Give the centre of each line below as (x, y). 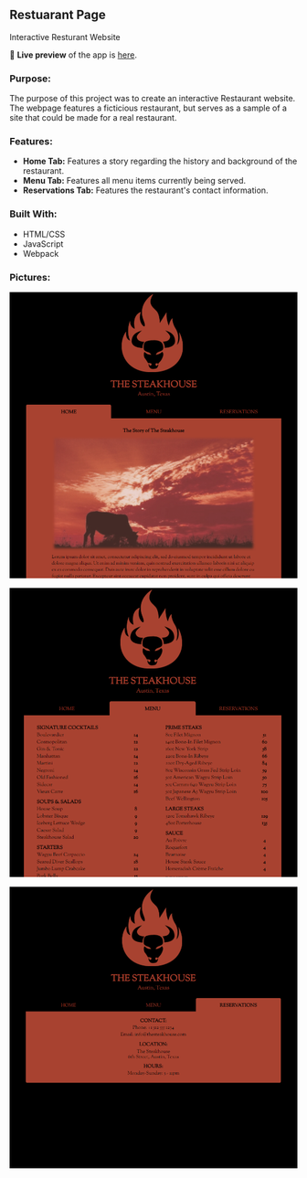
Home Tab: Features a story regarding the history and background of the (160, 161)
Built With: (33, 214)
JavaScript (43, 244)
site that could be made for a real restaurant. (93, 118)
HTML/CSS (44, 234)
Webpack (41, 253)
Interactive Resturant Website (65, 37)
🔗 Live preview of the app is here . (73, 55)
